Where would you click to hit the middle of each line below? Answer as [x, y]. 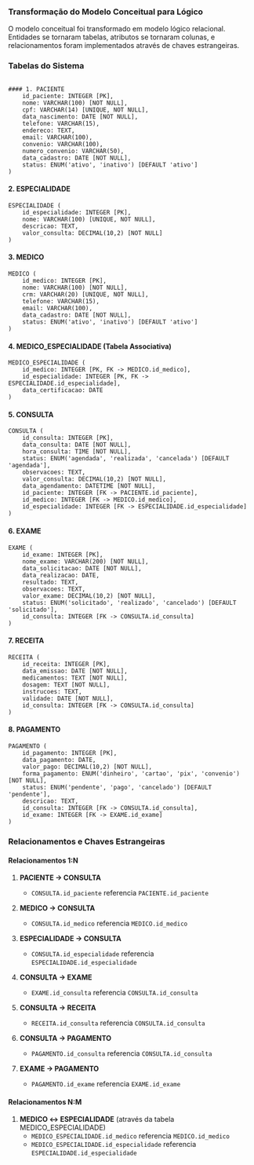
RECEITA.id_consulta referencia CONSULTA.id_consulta [118, 1023]
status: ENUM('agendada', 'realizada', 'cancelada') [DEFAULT [126, 459]
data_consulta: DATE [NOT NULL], [77, 445]
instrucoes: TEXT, [52, 691]
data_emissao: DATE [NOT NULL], [75, 671]
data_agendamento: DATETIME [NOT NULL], [89, 486]
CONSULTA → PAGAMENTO [65, 1039]
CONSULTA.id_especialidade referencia [93, 954]
